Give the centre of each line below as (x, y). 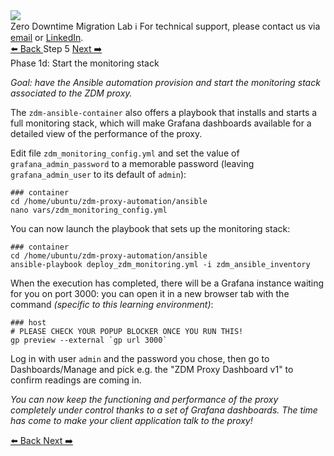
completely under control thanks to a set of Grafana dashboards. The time (164, 410)
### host (28, 323)
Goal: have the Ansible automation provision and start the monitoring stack (165, 82)
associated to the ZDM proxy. (71, 93)
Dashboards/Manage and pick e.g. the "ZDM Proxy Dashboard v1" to (152, 369)
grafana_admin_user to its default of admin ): (98, 174)
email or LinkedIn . (47, 37)
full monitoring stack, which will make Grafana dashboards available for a (161, 123)
